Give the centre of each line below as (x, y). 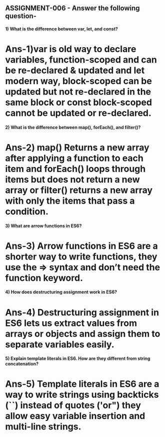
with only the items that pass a (70, 201)
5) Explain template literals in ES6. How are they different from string (78, 359)
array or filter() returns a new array (79, 190)
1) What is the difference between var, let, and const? (62, 29)
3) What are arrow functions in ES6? (43, 226)
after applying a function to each (74, 158)
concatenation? (22, 364)
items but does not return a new (72, 179)
